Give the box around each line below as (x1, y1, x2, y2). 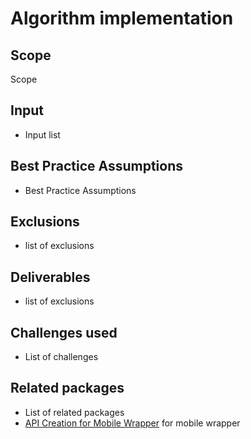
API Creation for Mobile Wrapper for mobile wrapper (24, 417, 241, 429)
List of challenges (24, 351, 99, 363)
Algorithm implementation (10, 7, 234, 30)
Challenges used (10, 324, 118, 341)
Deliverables (10, 268, 91, 286)
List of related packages (24, 406, 125, 418)
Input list (24, 128, 61, 141)
